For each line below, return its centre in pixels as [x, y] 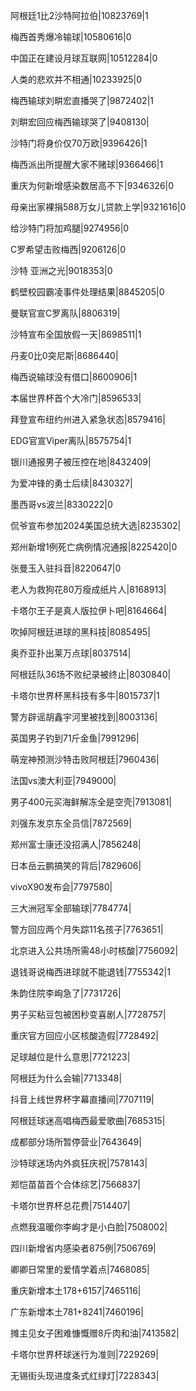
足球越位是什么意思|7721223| [70, 1057]
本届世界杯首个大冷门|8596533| [76, 398]
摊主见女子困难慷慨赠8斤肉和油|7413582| [95, 1333]
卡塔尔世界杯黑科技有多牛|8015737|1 [85, 695]
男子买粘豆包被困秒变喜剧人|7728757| [88, 1014]
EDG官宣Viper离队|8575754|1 [71, 440]
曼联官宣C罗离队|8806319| [65, 313]
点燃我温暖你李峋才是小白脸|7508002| [89, 1227]
